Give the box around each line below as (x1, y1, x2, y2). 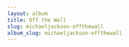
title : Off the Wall (7, 17, 67, 23)
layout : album (7, 10, 49, 17)
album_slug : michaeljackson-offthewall (7, 29, 123, 37)
